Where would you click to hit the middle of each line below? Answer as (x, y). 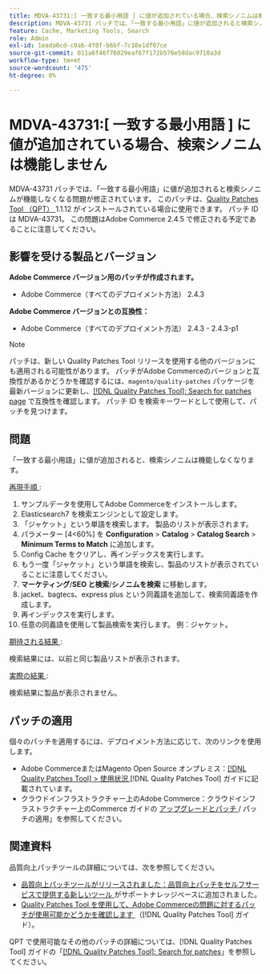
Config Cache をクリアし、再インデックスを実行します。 (114, 554)
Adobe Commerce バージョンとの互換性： (79, 312)
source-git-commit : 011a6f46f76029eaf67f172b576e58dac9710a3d (115, 53)
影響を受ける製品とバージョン (83, 257)
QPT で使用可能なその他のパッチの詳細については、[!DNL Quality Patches (131, 941)
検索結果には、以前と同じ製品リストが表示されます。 (97, 658)
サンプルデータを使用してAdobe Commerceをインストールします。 (131, 504)
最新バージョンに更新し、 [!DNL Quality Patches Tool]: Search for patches (130, 391)
